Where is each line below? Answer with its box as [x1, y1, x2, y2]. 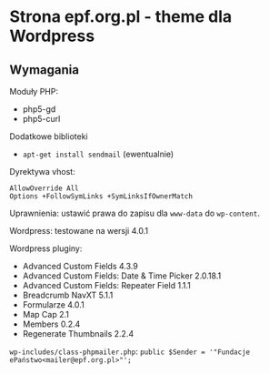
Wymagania [9, 62, 80, 77]
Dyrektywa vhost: [9, 167, 75, 177]
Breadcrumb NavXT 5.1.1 [22, 289, 114, 300]
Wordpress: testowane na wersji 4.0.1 [9, 226, 148, 236]
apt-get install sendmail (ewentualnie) [22, 148, 174, 159]
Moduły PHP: [9, 86, 59, 96]
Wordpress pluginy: [9, 243, 83, 254]
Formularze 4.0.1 [22, 299, 85, 310]
